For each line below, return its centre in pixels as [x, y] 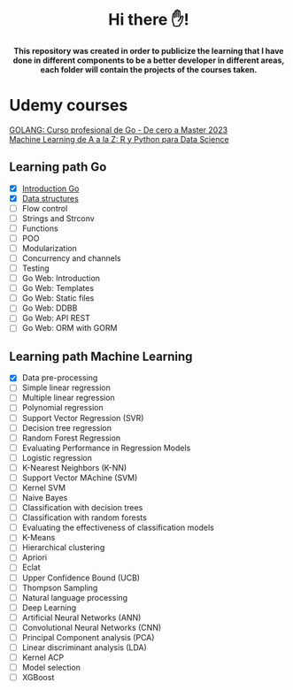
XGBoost [38, 678]
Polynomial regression [62, 408]
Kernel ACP [43, 657]
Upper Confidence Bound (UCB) [81, 578]
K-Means [39, 538]
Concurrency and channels [71, 258]
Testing [36, 268]
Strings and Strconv [58, 218]
